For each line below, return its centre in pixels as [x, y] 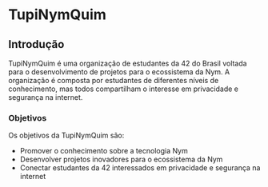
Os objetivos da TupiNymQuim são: [66, 135]
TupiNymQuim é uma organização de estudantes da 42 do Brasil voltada [128, 63]
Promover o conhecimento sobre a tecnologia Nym [104, 151]
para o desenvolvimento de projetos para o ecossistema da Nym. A [119, 72]
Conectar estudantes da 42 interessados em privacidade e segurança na [140, 168]
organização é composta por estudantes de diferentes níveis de [114, 80]
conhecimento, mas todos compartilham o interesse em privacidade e [123, 89]
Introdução [36, 44]
